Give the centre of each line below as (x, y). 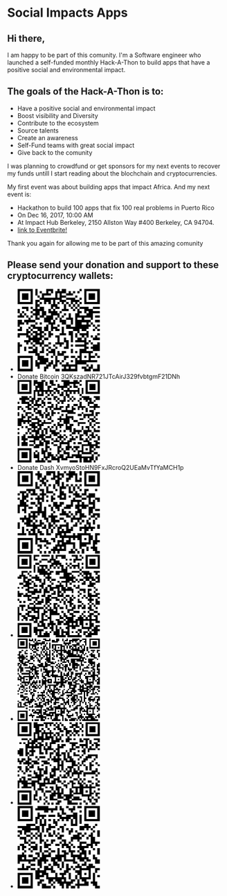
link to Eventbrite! (42, 230)
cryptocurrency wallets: (61, 276)
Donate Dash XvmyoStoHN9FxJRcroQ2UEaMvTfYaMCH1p (100, 467)
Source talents (38, 130)
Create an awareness (47, 137)
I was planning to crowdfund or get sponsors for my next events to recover (114, 166)
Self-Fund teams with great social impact (76, 145)
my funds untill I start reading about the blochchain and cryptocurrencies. (112, 173)
